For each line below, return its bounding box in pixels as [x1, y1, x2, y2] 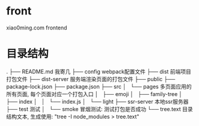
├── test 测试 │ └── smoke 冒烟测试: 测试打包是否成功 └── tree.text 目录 [6, 105, 194, 112]
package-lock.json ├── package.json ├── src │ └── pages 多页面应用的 [6, 83, 192, 90]
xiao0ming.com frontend [6, 24, 67, 31]
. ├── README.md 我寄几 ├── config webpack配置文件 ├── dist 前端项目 [6, 68, 191, 75]
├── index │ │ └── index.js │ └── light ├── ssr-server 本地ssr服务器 [6, 98, 189, 105]
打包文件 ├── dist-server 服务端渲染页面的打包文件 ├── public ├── [6, 75, 176, 82]
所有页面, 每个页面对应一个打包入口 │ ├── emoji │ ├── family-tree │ [6, 90, 183, 97]
